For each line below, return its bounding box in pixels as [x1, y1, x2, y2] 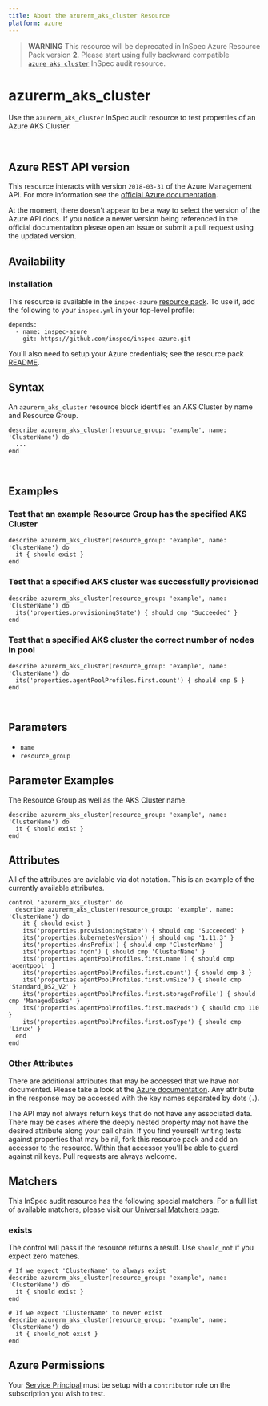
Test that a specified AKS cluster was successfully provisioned [8, 576, 259, 587]
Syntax [8, 380, 45, 394]
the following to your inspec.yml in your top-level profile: [8, 305, 194, 315]
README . [8, 357, 40, 367]
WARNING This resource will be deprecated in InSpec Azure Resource [27, 41, 261, 51]
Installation [8, 278, 54, 290]
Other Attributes [8, 1058, 74, 1069]
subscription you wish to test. [8, 1388, 106, 1398]
